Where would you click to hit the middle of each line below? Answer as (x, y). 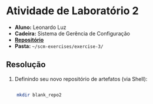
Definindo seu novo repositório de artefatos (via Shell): (81, 79)
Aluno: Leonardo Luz (40, 27)
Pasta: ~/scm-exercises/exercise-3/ (59, 46)
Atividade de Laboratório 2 (73, 11)
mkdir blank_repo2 (39, 95)
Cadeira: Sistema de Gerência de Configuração (72, 33)
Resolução (26, 65)
